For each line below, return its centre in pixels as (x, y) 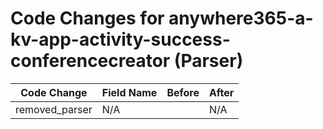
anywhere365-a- (241, 18)
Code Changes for (87, 18)
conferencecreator (90, 61)
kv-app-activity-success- (120, 39)
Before (183, 92)
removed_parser (54, 109)
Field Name (129, 92)
